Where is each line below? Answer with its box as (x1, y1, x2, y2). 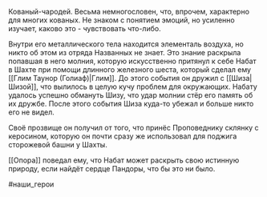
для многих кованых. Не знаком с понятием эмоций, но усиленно (8, 15, 235, 25)
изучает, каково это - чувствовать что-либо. (8, 24, 162, 33)
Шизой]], (8, 82, 38, 91)
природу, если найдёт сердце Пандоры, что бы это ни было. (8, 164, 216, 173)
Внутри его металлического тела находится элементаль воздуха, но (8, 39, 245, 49)
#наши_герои (8, 179, 55, 189)
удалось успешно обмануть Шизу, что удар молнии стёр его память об (8, 90, 253, 99)
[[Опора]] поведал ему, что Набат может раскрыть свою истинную (8, 155, 240, 165)
